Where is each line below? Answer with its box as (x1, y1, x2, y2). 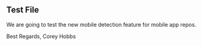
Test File (6, 5, 40, 15)
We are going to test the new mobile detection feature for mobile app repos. (6, 21, 197, 28)
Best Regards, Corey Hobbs (6, 33, 76, 40)
